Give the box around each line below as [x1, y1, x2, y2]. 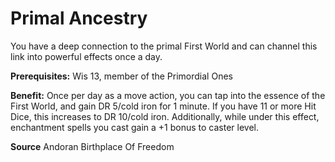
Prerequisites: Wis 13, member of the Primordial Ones [10, 70, 233, 82]
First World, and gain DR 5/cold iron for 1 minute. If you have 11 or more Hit [10, 100, 317, 112]
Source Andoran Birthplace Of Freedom [10, 140, 175, 152]
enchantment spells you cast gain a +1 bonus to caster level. [10, 121, 259, 133]
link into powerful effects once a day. [10, 50, 163, 62]
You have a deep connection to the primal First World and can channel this [10, 40, 318, 52]
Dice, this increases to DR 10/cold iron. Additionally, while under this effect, [10, 110, 320, 122]
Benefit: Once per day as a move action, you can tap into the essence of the [10, 89, 326, 101]
